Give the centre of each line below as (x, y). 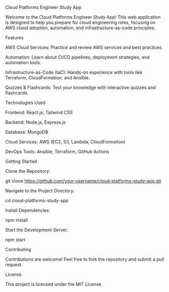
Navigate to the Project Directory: (40, 191)
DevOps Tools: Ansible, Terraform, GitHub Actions (57, 152)
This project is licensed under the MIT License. (54, 284)
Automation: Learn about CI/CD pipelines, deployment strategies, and (77, 57)
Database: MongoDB (27, 132)
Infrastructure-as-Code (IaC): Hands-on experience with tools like (74, 72)
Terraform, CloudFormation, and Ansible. (48, 78)
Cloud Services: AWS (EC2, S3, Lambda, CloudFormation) (65, 142)
